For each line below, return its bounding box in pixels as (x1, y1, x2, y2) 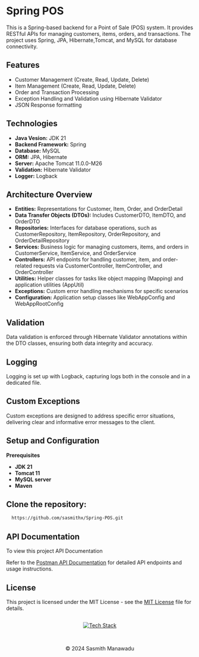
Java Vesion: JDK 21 (14, 134, 67, 141)
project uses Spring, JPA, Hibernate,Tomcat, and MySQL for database (6, 36, 177, 43)
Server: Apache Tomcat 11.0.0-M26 (14, 160, 103, 167)
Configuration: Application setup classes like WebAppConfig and (14, 294, 175, 301)
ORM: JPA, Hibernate (14, 153, 67, 160)
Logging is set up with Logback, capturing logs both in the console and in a (6, 373, 191, 379)
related (14, 262, 33, 269)
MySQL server (14, 475, 52, 483)
